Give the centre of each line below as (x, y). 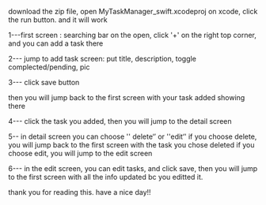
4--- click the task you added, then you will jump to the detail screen (120, 121)
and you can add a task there (56, 43)
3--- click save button (44, 82)
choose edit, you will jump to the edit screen (80, 153)
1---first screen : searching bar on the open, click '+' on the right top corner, (133, 35)
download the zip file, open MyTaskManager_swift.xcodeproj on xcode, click (133, 11)
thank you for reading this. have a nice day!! (80, 192)
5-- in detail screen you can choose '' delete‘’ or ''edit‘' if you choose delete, (133, 136)
